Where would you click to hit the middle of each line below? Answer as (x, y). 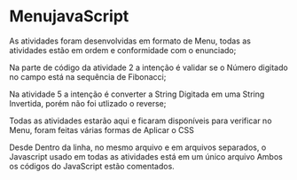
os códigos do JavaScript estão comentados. (92, 166)
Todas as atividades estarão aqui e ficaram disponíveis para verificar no (141, 121)
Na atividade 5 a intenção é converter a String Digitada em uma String (137, 94)
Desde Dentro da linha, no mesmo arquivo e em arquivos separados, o (138, 147)
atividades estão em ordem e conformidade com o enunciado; (123, 50)
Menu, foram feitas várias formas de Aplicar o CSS (102, 129)
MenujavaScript (69, 16)
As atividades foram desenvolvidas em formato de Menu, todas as (130, 41)
